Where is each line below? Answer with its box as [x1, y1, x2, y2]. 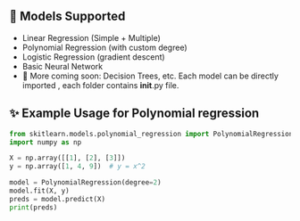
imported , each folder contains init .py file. [21, 79, 179, 90]
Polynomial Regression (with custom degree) [21, 42, 187, 53]
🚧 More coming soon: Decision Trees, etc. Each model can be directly [21, 70, 279, 81]
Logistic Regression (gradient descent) [21, 51, 165, 62]
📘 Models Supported [9, 9, 126, 24]
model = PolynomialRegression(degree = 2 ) [9, 178, 162, 187]
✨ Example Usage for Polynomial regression [9, 106, 260, 121]
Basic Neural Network [21, 61, 104, 71]
